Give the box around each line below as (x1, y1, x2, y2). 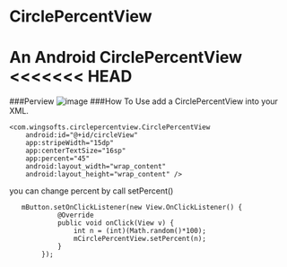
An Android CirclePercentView (9, 47, 243, 68)
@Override (57, 211, 94, 220)
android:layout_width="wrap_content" (25, 162, 167, 171)
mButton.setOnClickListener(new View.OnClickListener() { (21, 203, 243, 212)
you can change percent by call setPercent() (9, 185, 174, 196)
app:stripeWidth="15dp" (25, 139, 115, 148)
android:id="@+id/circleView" (25, 131, 139, 140)
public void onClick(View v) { (57, 219, 175, 228)
